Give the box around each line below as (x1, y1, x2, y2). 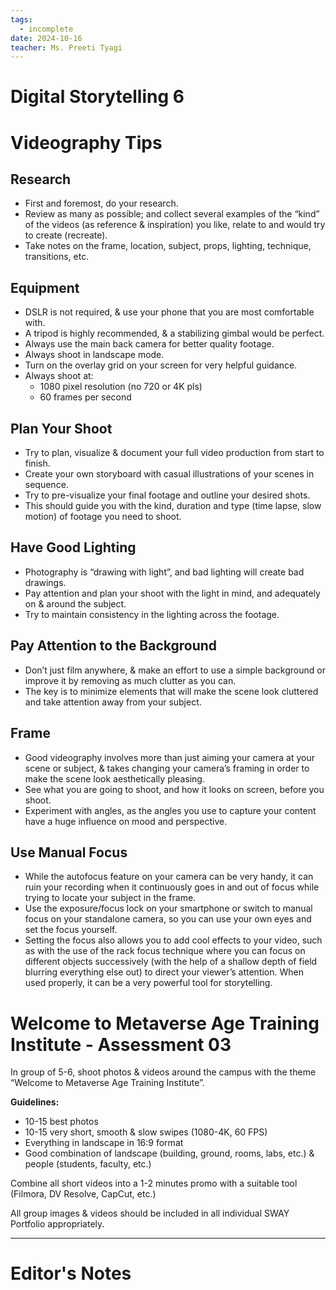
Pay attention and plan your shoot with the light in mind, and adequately (24, 587, 321, 599)
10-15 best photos (24, 1116, 99, 1128)
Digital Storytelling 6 (10, 86, 185, 108)
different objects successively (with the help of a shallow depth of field (24, 956, 318, 968)
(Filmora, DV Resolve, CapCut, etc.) (10, 1188, 157, 1200)
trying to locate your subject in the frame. (24, 892, 197, 904)
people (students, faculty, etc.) (24, 1158, 152, 1170)
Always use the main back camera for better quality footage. (24, 338, 275, 350)
